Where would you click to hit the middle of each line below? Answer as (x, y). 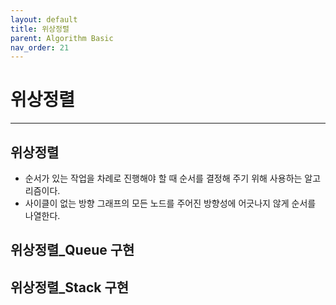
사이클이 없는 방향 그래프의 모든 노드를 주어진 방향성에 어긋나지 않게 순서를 (170, 203)
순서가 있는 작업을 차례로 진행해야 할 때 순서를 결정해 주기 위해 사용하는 (163, 178)
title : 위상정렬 (40, 29)
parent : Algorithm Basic (62, 38)
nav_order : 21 (40, 47)
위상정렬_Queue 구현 (72, 250)
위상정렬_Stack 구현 (70, 287)
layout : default (44, 19)
